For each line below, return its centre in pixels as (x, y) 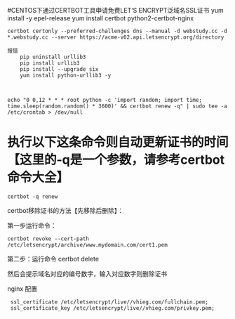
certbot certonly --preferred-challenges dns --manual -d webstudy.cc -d (117, 31)
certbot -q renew (33, 196)
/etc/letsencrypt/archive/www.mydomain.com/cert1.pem (88, 245)
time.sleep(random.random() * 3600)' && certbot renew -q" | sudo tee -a (117, 106)
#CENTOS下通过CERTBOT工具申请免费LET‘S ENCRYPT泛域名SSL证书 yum (116, 10)
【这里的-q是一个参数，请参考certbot (116, 160)
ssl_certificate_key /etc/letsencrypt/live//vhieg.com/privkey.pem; (113, 308)
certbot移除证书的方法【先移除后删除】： (66, 210)
